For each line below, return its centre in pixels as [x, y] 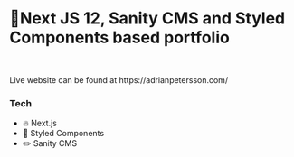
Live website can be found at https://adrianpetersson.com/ [119, 79]
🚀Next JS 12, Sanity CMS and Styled [147, 18]
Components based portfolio [120, 37]
